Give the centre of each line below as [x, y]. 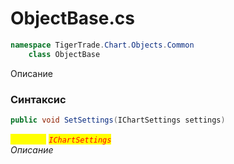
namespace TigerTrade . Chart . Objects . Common [102, 45]
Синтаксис [38, 99]
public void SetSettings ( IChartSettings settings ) [118, 120]
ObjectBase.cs [72, 18]
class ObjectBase [64, 54]
